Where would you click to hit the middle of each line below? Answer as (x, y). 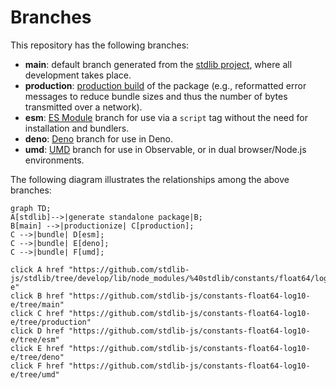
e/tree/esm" (35, 339)
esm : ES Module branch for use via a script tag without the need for (166, 117)
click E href (37, 348)
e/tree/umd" (35, 374)
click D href (37, 331)
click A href (37, 269)
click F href (37, 366)
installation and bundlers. (77, 128)
